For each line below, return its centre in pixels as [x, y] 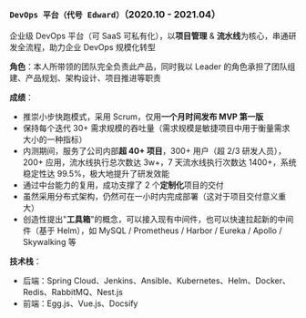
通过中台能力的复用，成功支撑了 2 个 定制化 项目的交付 [123, 185]
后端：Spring [47, 281]
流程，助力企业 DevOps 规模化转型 [91, 47]
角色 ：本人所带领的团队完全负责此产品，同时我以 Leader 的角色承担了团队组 [153, 67]
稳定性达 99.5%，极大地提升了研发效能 [96, 174]
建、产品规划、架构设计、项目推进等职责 [85, 78]
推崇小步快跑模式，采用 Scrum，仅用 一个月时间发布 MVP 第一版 [143, 117]
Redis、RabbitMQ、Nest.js [72, 292]
